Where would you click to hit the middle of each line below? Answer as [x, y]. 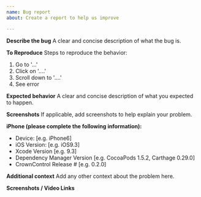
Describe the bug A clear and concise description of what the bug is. [94, 41]
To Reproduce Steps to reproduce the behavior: [67, 52]
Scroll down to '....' [39, 77]
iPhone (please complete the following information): [74, 126]
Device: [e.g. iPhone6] [44, 138]
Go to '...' [26, 64]
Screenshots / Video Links [40, 188]
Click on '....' [31, 71]
